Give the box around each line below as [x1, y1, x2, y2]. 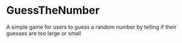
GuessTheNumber [6, 4, 100, 17]
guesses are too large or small [6, 29, 81, 36]
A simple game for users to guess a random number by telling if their [6, 23, 177, 30]
